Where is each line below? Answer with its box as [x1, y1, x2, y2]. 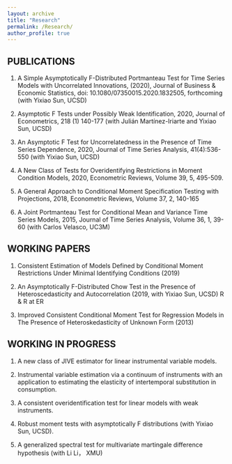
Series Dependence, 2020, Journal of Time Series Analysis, [17, 146, 190, 154]
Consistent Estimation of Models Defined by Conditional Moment [17, 261, 203, 270]
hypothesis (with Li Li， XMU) [17, 449, 103, 457]
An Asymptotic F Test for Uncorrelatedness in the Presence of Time [17, 138, 212, 146]
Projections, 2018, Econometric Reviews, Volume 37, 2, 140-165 [17, 194, 200, 203]
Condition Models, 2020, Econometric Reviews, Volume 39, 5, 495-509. [17, 173, 224, 182]
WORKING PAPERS [7, 243, 91, 255]
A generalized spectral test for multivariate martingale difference [17, 440, 203, 449]
